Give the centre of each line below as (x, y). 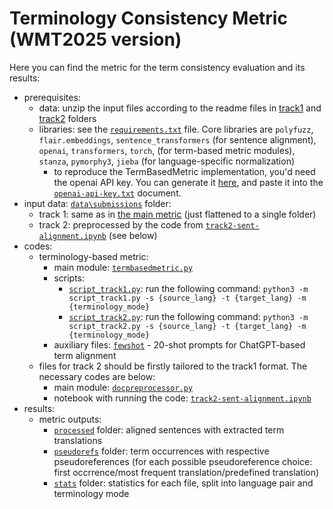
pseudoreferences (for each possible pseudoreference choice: (183, 461)
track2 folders (67, 118)
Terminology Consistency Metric (148, 18)
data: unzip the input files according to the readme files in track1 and (180, 108)
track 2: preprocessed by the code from (121, 224)
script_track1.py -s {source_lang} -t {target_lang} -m (187, 298)
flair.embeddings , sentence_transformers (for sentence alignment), (177, 139)
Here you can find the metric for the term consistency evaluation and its (157, 67)
